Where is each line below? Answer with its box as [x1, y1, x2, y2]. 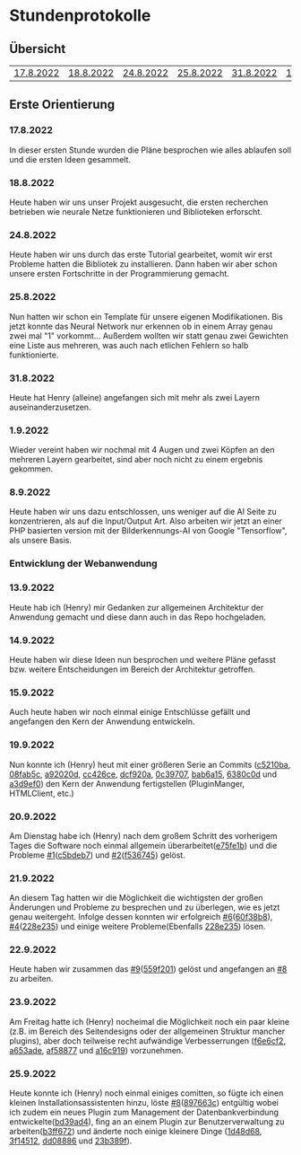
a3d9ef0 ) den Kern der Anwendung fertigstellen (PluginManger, [9, 778, 245, 789]
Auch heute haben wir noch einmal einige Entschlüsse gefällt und [9, 707, 251, 718]
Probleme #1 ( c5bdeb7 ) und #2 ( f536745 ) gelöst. [9, 850, 185, 860]
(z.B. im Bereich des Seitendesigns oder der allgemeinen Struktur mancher [9, 1026, 285, 1036]
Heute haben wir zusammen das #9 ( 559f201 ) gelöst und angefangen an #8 [9, 964, 288, 974]
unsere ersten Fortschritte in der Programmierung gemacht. [9, 269, 230, 279]
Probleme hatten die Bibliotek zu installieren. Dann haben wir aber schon [9, 259, 278, 269]
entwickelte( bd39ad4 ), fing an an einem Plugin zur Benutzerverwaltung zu [9, 1116, 285, 1127]
